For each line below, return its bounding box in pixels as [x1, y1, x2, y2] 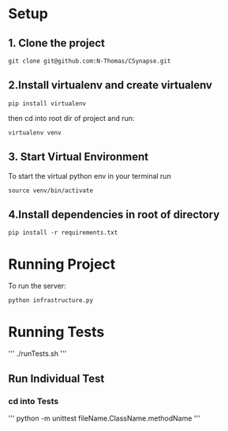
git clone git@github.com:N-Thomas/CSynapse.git [8, 57, 171, 65]
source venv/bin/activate [8, 187, 93, 195]
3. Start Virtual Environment [8, 150, 148, 164]
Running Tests [8, 323, 105, 341]
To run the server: [8, 282, 67, 291]
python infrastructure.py [8, 297, 93, 304]
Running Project [8, 255, 116, 273]
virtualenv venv [8, 128, 62, 137]
